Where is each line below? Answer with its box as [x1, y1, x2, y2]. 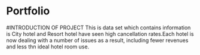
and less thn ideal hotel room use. [6, 43, 90, 50]
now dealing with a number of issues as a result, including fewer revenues [6, 36, 189, 44]
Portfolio [6, 4, 50, 18]
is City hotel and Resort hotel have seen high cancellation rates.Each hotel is [6, 30, 194, 37]
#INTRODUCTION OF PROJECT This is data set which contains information [6, 24, 191, 31]
